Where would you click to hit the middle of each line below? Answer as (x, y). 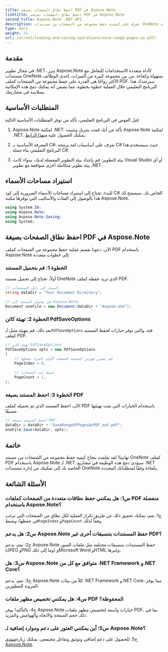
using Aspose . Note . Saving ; (33, 217)
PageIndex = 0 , (30, 363)
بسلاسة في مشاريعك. (25, 92)
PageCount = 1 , (30, 377)
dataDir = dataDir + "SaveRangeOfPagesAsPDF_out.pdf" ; (64, 425)
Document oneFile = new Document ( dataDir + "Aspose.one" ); (68, 306)
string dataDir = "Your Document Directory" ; (54, 292)
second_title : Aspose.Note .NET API (44, 19)
